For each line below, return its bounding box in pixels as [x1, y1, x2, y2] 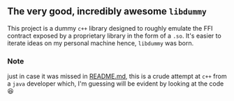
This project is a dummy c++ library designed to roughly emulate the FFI [7, 24, 213, 32]
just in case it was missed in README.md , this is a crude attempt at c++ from [7, 72, 227, 81]
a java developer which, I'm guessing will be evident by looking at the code [7, 79, 224, 88]
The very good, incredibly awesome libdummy [7, 6, 207, 17]
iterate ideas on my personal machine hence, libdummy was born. [7, 38, 194, 47]
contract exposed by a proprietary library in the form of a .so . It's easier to [7, 31, 221, 40]
